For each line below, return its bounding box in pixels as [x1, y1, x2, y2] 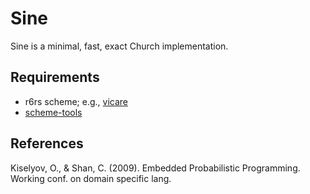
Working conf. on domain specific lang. [10, 172, 172, 184]
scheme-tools [24, 106, 83, 118]
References [10, 135, 84, 152]
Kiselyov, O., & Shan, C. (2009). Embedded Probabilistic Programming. [10, 162, 301, 174]
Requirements [10, 69, 100, 86]
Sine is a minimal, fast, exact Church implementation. [10, 40, 229, 52]
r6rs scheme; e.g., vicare [24, 95, 129, 107]
